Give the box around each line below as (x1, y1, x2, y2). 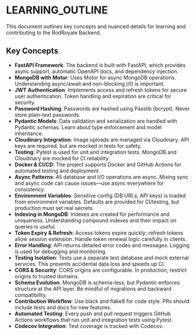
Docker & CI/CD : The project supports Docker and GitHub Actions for (14, 161, 182, 168)
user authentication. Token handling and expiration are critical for (14, 92, 171, 99)
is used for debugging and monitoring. (14, 248, 107, 255)
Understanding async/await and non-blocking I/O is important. (14, 80, 165, 87)
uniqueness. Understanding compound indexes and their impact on (14, 217, 177, 224)
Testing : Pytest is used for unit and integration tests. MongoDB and (14, 148, 177, 156)
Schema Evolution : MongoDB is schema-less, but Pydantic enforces (14, 279, 180, 286)
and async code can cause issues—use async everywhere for (14, 179, 164, 187)
